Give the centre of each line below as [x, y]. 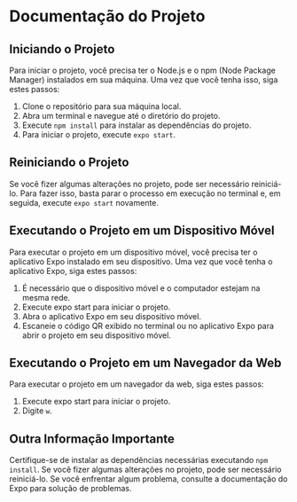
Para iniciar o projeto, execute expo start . [98, 134]
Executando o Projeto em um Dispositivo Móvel [142, 231]
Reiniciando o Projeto [69, 163]
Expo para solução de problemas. [70, 489]
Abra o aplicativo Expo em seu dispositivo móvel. [112, 316]
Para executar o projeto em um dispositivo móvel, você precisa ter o [133, 252]
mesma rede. [46, 297]
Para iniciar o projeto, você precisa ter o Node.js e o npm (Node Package [143, 70]
